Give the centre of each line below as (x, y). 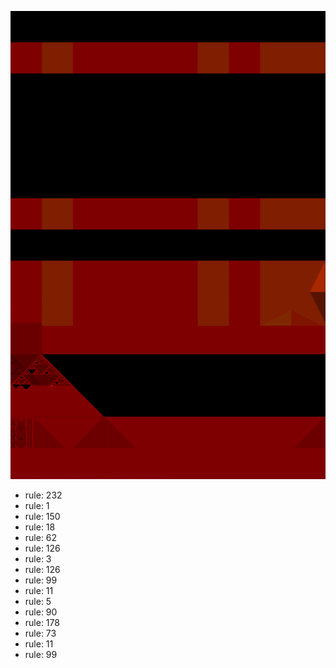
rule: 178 (42, 623)
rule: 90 (41, 612)
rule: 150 (42, 517)
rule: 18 (40, 527)
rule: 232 (43, 495)
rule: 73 (40, 633)
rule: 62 (41, 538)
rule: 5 (38, 602)
